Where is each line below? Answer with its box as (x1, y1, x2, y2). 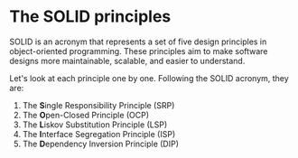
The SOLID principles (9, 6, 172, 27)
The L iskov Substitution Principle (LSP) (22, 119, 168, 130)
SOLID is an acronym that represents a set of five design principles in (9, 36, 267, 47)
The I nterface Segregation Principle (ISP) (22, 128, 176, 139)
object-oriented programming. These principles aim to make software (9, 45, 268, 56)
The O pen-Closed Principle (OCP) (22, 109, 150, 120)
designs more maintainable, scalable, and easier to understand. (9, 55, 246, 66)
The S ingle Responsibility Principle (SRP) (22, 99, 175, 110)
